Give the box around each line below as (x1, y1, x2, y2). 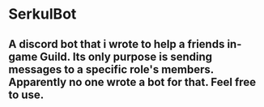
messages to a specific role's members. (8, 62, 215, 76)
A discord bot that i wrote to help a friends (8, 37, 225, 51)
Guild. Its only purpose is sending (40, 49, 213, 63)
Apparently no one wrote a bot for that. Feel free (8, 75, 257, 89)
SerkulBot (8, 5, 77, 24)
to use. (8, 88, 45, 101)
